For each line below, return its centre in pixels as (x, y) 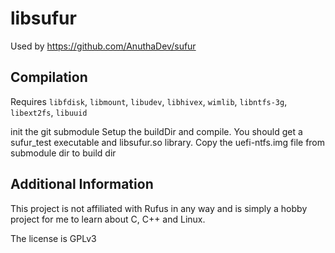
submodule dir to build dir (63, 153)
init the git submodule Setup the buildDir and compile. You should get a (156, 131)
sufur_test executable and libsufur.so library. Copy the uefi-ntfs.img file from (168, 142)
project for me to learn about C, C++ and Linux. (108, 219)
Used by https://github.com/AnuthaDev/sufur (103, 46)
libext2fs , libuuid (49, 112)
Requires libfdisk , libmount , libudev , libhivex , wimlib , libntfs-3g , (149, 101)
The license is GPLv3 (53, 238)
